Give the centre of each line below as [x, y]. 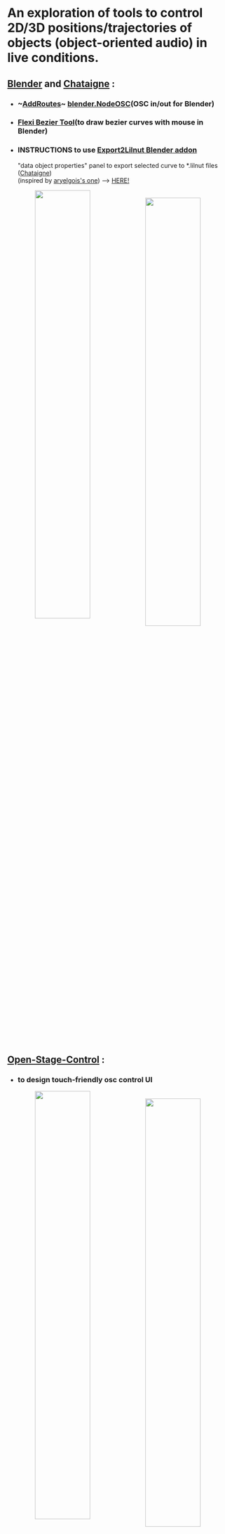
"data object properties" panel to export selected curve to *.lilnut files [118, 165]
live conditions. [53, 58]
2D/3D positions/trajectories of [100, 28]
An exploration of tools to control [105, 13]
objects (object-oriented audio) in [108, 43]
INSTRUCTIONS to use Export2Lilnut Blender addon [107, 150]
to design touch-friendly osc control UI [85, 1079]
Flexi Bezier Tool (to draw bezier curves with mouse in [110, 122]
